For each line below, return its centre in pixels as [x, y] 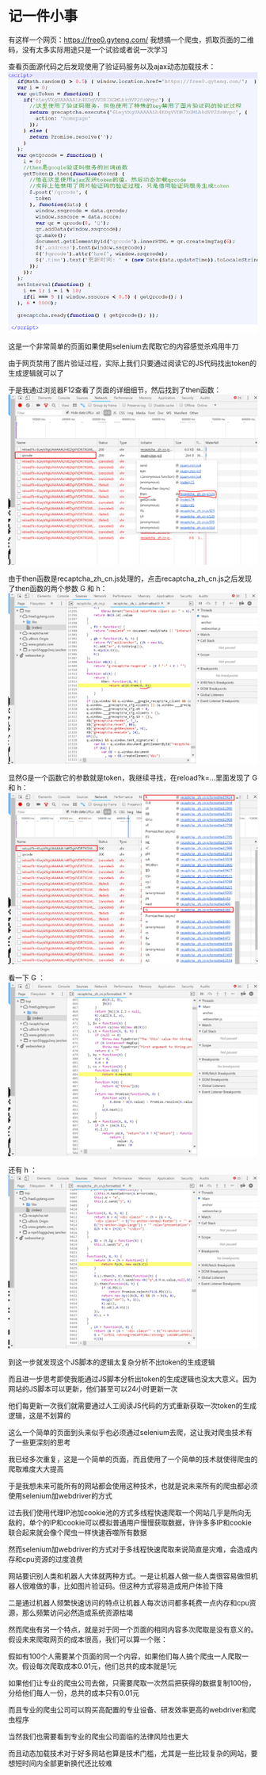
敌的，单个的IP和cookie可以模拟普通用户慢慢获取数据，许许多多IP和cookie [130, 1523]
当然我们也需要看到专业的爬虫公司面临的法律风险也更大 [98, 1737]
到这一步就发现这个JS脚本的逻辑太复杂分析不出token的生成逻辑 [112, 1362]
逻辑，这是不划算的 [40, 1416]
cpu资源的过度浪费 [52, 1559]
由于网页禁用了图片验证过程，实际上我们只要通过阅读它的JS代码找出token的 [133, 363]
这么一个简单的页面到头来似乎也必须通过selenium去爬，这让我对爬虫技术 [127, 1433]
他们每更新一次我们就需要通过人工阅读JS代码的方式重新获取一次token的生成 [133, 1406]
